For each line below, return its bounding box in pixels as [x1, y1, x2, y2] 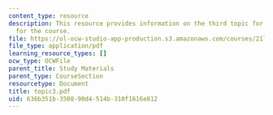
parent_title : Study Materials [8, 65, 115, 73]
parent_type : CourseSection [8, 72, 104, 80]
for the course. [15, 27, 71, 35]
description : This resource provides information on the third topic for [8, 19, 264, 28]
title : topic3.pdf [8, 87, 71, 96]
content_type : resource [8, 11, 89, 20]
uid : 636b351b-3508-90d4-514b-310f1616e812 [8, 95, 158, 103]
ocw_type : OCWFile [8, 57, 71, 66]
